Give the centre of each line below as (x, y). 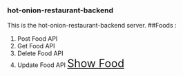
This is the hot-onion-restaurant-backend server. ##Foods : (92, 26)
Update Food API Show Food (70, 64)
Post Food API (37, 39)
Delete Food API (40, 53)
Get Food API (36, 46)
